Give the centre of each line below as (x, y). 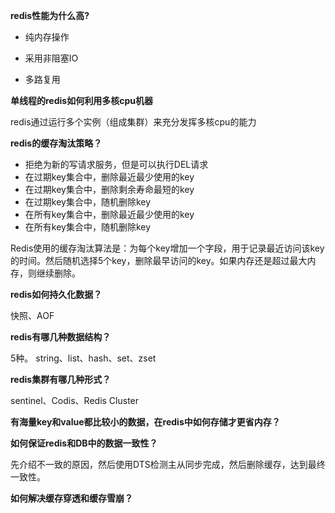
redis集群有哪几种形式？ (61, 379)
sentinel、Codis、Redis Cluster (75, 400)
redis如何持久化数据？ (56, 294)
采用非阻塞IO (51, 58)
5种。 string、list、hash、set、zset (83, 358)
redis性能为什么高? (50, 15)
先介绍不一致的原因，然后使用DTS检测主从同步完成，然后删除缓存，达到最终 (168, 464)
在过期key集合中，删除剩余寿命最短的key (109, 189)
